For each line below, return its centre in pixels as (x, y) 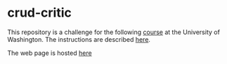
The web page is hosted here (50, 53)
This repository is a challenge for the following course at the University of (113, 32)
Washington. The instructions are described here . (79, 39)
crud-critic (39, 13)
